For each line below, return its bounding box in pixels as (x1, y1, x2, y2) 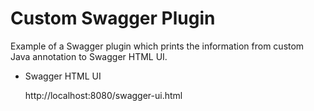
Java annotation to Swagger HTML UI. (10, 50, 168, 62)
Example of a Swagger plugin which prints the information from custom (10, 40, 305, 52)
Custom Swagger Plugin (10, 7, 216, 30)
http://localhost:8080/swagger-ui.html (24, 89, 183, 101)
